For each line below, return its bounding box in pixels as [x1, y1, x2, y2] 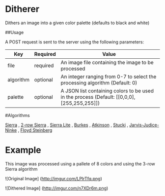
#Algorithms [5, 112, 30, 118]
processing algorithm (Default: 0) [60, 79, 137, 86]
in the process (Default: [60, 93, 115, 100]
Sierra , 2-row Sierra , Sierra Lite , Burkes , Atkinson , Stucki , [5, 122, 129, 128]
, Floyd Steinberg [18, 127, 53, 133]
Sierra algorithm [5, 166, 38, 172]
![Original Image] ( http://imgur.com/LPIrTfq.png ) [5, 175, 102, 181]
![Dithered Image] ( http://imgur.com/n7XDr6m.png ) [5, 185, 109, 191]
